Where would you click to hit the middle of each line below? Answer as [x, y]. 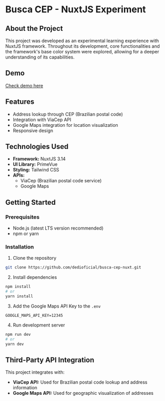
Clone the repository [34, 258]
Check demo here [24, 85]
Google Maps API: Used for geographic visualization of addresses [83, 393]
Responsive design [33, 130]
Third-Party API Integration [50, 360]
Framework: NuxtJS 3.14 [39, 159]
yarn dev [15, 344]
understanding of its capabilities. [40, 57]
